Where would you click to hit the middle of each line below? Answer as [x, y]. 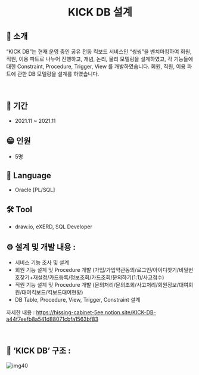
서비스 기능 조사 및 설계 [42, 262]
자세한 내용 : [21, 312]
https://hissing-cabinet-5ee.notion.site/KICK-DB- [96, 312]
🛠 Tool [19, 209]
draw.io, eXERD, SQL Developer [53, 227]
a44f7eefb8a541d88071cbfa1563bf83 [52, 319]
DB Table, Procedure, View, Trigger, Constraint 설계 [77, 300]
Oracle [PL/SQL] [35, 190]
